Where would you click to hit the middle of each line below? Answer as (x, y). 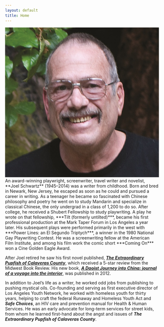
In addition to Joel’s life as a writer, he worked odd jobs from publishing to (79, 283)
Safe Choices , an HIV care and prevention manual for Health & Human (76, 304)
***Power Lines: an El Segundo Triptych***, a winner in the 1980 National (80, 233)
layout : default (21, 10)
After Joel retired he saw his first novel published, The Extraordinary (75, 258)
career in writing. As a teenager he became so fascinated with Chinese (76, 196)
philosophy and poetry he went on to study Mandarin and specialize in (76, 202)
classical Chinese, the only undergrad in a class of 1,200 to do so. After (77, 207)
